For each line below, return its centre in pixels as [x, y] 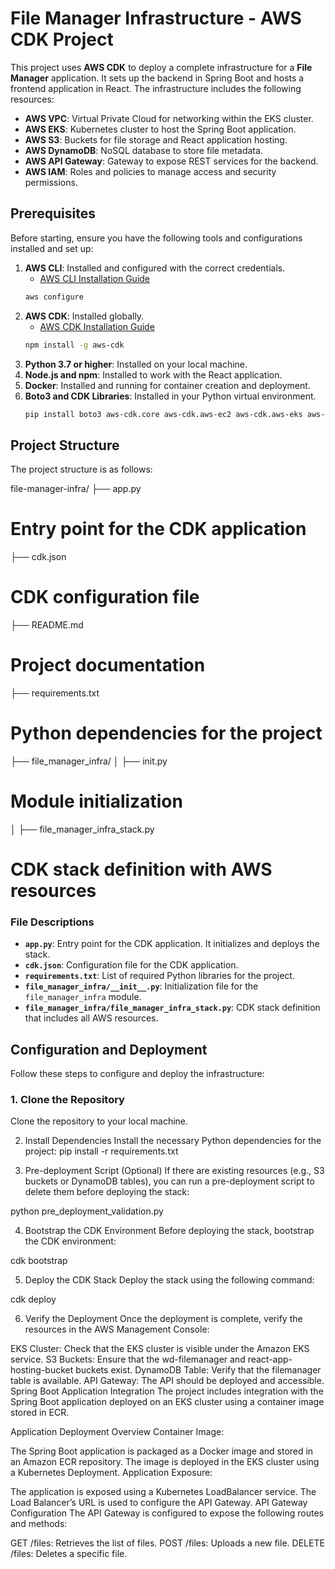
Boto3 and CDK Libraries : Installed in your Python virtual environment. [170, 396]
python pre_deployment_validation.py [87, 1211]
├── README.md [47, 625]
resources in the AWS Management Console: [117, 1329]
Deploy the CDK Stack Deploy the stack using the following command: [169, 1280]
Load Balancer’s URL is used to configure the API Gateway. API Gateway [159, 1503]
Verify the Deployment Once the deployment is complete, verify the [163, 1319]
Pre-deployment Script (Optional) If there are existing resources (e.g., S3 [174, 1171]
